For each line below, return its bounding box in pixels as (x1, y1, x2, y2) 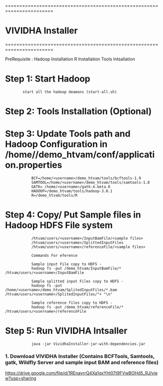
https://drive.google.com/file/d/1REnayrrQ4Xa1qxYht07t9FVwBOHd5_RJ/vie (5, 370, 158, 376)
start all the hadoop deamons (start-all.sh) (23, 89, 117, 94)
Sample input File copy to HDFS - (31, 261, 102, 267)
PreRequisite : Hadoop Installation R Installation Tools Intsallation (5, 56, 136, 62)
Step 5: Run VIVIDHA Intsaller (5, 325, 128, 336)
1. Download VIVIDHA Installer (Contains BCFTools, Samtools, (5, 353, 155, 359)
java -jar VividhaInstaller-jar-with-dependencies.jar (31, 341, 146, 346)
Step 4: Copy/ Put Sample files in (5, 209, 141, 221)
